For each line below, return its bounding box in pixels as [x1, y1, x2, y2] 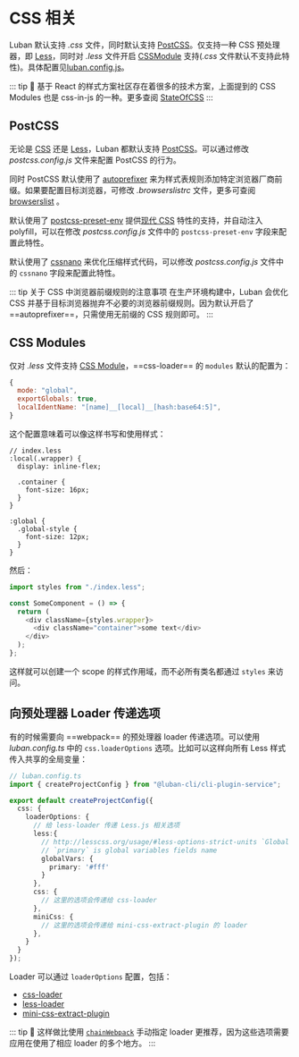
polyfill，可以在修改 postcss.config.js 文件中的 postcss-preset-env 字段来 [9, 225, 279, 237]
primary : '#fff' [48, 862, 110, 872]
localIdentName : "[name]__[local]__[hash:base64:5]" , [17, 403, 221, 412]
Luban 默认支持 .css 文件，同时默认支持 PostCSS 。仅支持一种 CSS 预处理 [9, 39, 281, 50]
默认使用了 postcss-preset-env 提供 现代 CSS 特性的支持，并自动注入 [9, 215, 263, 225]
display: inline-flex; [17, 461, 102, 470]
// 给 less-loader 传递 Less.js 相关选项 [32, 821, 180, 830]
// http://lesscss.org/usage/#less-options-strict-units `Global [41, 837, 290, 846]
